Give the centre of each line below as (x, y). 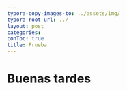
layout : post (26, 26)
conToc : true (26, 39)
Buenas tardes (49, 79)
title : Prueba (27, 45)
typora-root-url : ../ (38, 20)
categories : (24, 32)
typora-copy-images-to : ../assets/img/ (64, 13)
